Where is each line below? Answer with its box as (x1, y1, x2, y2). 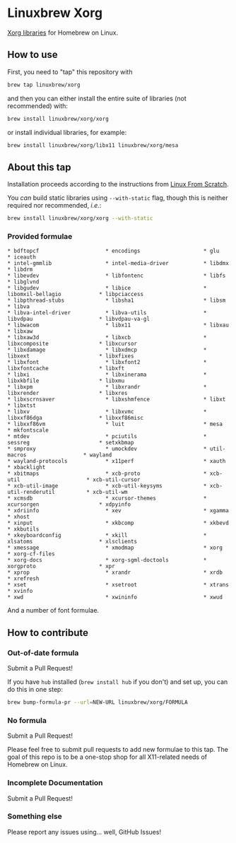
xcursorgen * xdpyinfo (7, 501, 131, 508)
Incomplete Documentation (7, 778, 104, 788)
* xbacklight (7, 464, 46, 471)
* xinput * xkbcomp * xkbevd (7, 519, 230, 527)
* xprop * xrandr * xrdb (7, 569, 223, 577)
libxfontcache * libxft (7, 365, 125, 372)
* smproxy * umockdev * (7, 445, 207, 453)
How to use (7, 49, 58, 61)
